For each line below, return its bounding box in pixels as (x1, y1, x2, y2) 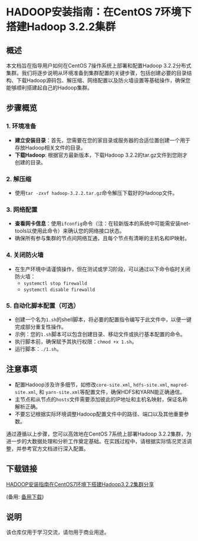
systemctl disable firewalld (23, 287, 95, 293)
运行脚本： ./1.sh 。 (14, 345, 62, 352)
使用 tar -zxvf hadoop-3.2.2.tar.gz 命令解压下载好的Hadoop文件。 (14, 189, 178, 196)
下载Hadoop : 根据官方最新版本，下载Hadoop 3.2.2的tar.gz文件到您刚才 (14, 151, 188, 158)
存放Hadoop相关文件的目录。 (14, 144, 86, 151)
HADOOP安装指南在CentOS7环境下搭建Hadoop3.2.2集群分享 (6, 480, 154, 487)
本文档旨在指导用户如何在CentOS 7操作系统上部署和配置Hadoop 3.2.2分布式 (6, 62, 192, 69)
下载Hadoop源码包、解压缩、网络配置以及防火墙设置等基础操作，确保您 (16, 77, 191, 84)
